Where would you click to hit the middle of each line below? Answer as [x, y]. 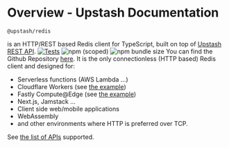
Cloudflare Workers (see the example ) [71, 86]
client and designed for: [41, 66]
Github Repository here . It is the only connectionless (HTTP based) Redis [112, 58]
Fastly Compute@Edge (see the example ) [77, 94]
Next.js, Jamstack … [46, 101]
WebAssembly [38, 116]
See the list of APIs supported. [51, 137]
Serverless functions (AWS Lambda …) [73, 79]
